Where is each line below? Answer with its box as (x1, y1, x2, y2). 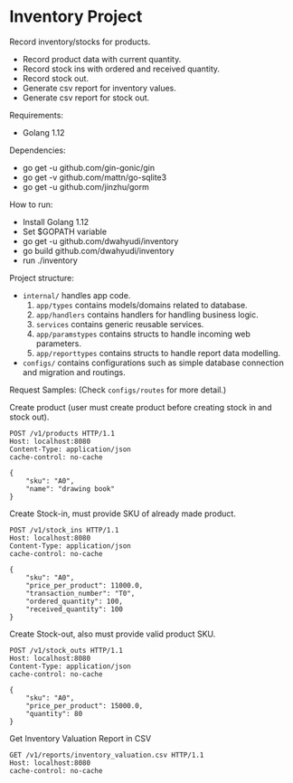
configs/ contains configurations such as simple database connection (22, 357, 285, 368)
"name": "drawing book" (25, 484, 116, 494)
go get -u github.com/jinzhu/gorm (22, 181, 149, 192)
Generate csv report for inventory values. (22, 82, 176, 93)
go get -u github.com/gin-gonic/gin (22, 162, 156, 173)
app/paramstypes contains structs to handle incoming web (35, 328, 251, 339)
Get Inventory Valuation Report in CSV (9, 732, 152, 743)
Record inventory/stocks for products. (9, 36, 151, 47)
